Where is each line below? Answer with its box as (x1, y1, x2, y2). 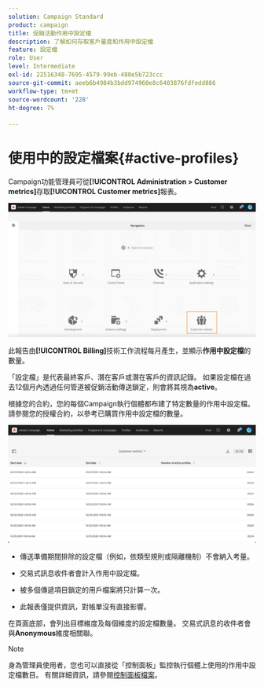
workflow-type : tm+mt (8, 87, 79, 95)
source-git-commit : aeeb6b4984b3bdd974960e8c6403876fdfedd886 (8, 79, 216, 86)
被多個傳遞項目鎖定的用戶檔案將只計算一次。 (19, 586, 165, 595)
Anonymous (15, 629, 57, 638)
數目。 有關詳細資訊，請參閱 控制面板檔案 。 (21, 670, 162, 680)
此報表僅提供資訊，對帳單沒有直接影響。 (19, 602, 151, 612)
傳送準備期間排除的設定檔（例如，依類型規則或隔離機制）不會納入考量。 (19, 552, 254, 561)
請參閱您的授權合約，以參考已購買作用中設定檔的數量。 (8, 409, 187, 418)
